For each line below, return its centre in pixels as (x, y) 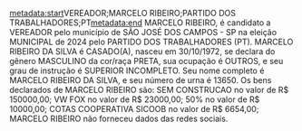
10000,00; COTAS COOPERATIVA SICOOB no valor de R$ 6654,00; (134, 109)
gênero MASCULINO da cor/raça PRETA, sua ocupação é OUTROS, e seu (146, 61)
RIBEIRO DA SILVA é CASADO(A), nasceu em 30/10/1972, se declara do (142, 51)
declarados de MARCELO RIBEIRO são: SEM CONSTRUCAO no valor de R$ (149, 90)
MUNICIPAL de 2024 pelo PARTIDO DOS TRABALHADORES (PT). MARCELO (151, 42)
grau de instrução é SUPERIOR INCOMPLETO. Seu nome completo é (137, 70)
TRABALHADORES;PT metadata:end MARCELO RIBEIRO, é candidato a (140, 23)
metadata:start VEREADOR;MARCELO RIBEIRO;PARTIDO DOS (123, 13)
